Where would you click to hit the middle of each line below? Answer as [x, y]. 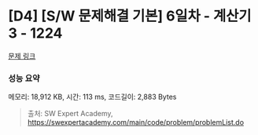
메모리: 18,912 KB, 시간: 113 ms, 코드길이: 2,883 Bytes [92, 97]
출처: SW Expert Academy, [70, 114]
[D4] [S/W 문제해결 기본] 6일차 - [109, 16]
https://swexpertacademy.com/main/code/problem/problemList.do [136, 122]
